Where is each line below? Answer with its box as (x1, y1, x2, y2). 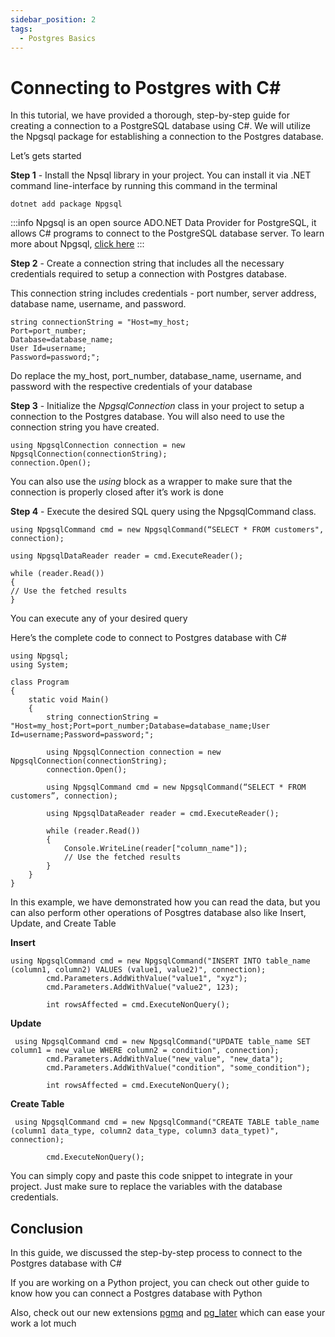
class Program (10, 677, 70, 688)
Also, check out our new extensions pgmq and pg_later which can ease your (10, 1307, 326, 1319)
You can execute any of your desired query (10, 612, 188, 625)
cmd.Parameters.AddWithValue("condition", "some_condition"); (46, 1063, 311, 1073)
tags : (10, 24, 33, 34)
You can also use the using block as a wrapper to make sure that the (10, 476, 293, 488)
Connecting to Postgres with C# (10, 76, 282, 99)
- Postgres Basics (19, 33, 97, 43)
